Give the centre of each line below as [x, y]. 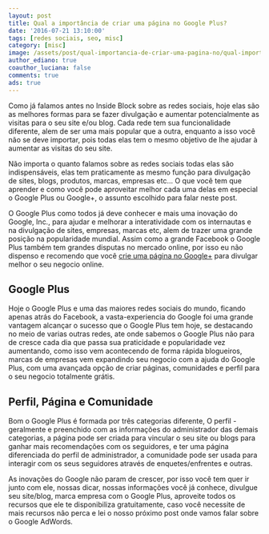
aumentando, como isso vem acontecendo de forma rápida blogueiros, [125, 351]
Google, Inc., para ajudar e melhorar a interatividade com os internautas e [130, 222]
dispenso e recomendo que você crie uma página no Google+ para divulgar [133, 255]
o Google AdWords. [41, 522]
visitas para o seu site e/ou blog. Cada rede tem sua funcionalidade [119, 122]
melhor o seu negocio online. [56, 264]
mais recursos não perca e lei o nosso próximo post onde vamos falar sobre [133, 513]
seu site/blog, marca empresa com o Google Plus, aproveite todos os [122, 496]
